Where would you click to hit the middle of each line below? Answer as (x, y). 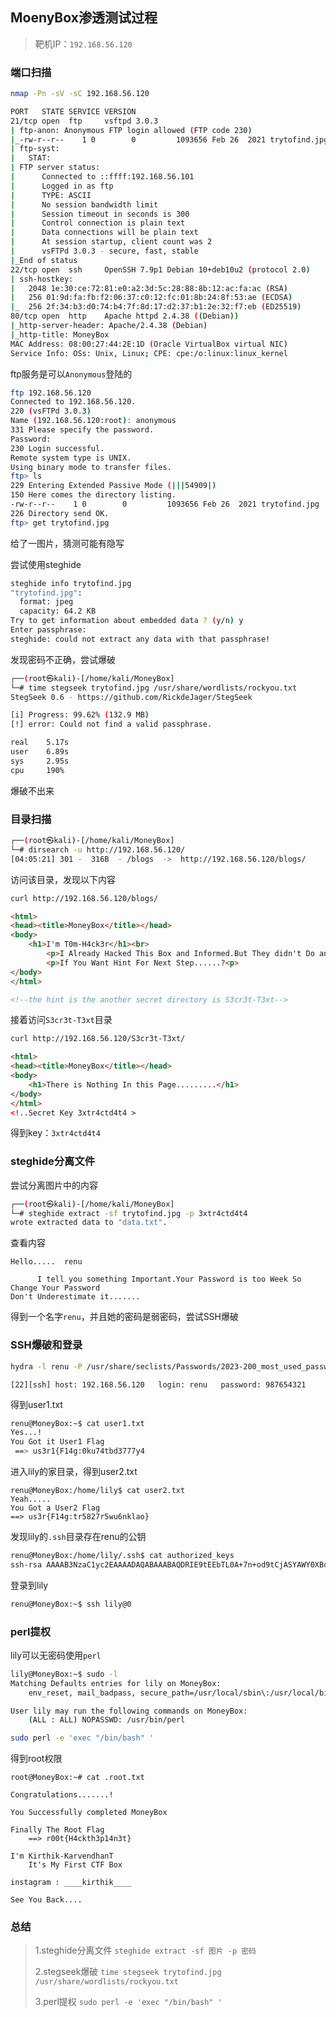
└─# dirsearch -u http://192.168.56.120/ (98, 849)
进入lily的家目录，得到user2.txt (74, 1471)
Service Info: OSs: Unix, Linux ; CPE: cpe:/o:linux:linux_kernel (149, 353)
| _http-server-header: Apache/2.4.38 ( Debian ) (109, 326)
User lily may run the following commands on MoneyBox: (129, 1711)
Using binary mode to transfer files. (91, 467)
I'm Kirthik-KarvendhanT (62, 1856)
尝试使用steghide (46, 564)
